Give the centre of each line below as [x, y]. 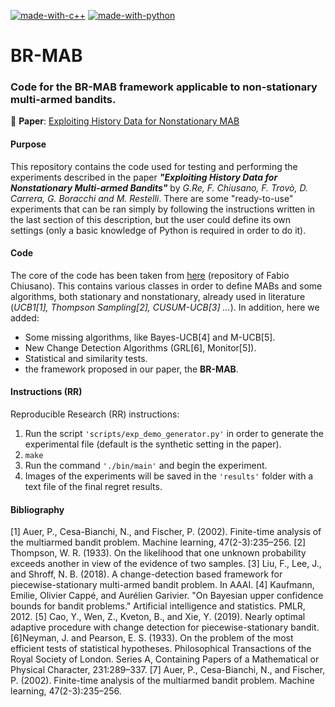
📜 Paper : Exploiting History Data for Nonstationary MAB [125, 121]
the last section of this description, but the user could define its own [151, 219]
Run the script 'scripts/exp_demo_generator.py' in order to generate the [174, 434]
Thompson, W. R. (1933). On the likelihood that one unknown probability [158, 553]
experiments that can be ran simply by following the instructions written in [163, 209]
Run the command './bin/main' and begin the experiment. [146, 466]
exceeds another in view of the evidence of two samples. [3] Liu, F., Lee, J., [166, 564]
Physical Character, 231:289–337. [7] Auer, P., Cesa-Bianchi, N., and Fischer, [168, 670]
